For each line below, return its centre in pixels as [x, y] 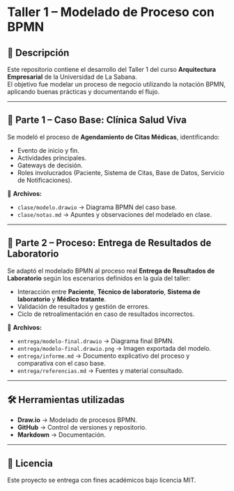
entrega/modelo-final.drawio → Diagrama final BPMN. [95, 341]
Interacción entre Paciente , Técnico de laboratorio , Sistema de [109, 292]
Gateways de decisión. [50, 165]
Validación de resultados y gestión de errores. [83, 306]
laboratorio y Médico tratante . [62, 299]
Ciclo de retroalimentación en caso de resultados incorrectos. [106, 314]
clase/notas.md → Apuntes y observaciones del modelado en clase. [115, 214]
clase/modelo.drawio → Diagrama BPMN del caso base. [97, 207]
